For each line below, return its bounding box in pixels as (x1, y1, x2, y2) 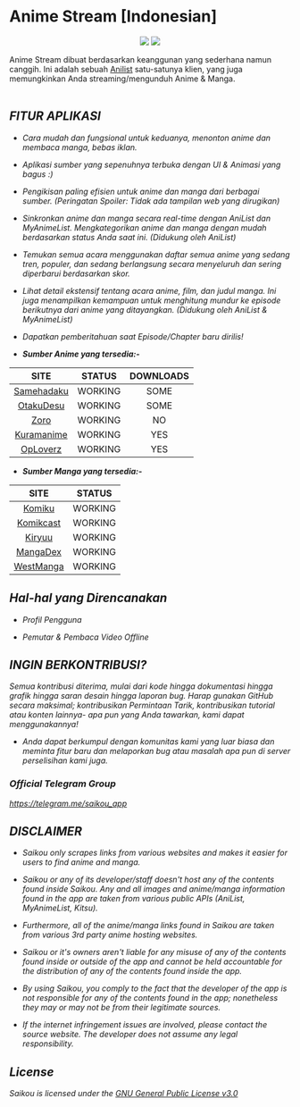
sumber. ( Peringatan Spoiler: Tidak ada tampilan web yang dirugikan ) (21, 195, 280, 206)
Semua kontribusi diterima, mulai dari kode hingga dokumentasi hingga (9, 681, 274, 692)
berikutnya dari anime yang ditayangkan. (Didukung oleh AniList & (21, 304, 268, 314)
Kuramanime (14, 428, 69, 440)
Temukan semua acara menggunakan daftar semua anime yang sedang (21, 248, 290, 260)
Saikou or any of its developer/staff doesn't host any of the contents (21, 874, 275, 885)
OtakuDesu (17, 399, 65, 412)
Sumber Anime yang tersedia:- (21, 348, 140, 359)
